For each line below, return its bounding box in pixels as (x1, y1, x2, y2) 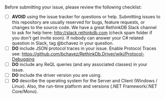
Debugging (11, 56, 35, 62)
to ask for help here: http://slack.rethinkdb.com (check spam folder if (11, 30, 153, 36)
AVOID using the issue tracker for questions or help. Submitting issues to (11, 14, 161, 19)
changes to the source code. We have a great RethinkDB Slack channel (11, 25, 157, 31)
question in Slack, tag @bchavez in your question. (11, 40, 114, 46)
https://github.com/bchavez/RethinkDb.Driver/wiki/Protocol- (21, 51, 145, 57)
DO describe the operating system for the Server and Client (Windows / (11, 78, 158, 84)
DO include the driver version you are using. (11, 72, 102, 78)
